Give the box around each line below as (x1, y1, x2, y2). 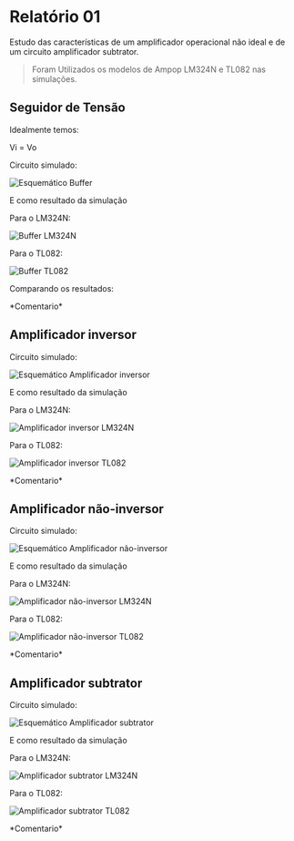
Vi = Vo (9, 141, 37, 152)
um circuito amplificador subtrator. (9, 46, 139, 56)
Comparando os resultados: (9, 282, 114, 293)
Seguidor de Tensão (9, 100, 126, 116)
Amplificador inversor (9, 327, 137, 343)
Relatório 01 (9, 6, 101, 27)
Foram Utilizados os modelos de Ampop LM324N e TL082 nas (31, 64, 267, 75)
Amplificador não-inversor (9, 501, 164, 517)
